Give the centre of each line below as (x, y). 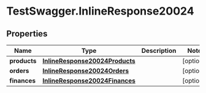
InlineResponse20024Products (89, 61)
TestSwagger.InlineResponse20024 (100, 11)
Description (159, 51)
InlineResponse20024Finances (89, 81)
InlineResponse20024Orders (86, 71)
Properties (27, 34)
